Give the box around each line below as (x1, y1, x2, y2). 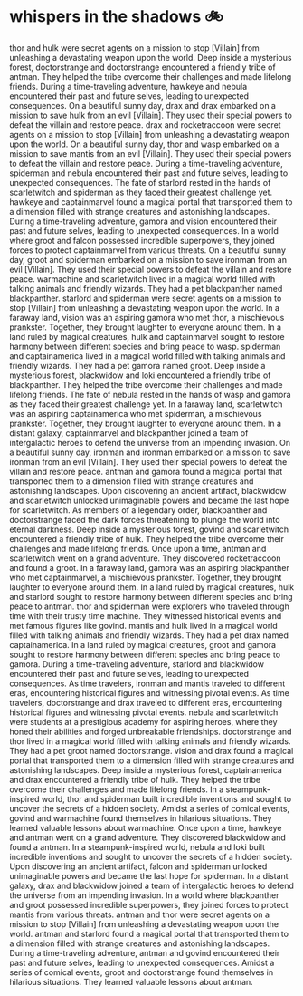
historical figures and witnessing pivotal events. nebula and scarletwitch (9, 707, 279, 718)
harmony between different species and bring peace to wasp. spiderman (9, 341, 281, 352)
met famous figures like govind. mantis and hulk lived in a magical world (9, 620, 278, 631)
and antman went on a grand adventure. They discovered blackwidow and (9, 832, 287, 843)
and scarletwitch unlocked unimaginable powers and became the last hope (9, 495, 289, 506)
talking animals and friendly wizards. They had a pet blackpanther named (9, 283, 283, 294)
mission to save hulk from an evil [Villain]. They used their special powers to (9, 110, 292, 121)
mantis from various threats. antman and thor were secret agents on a (9, 909, 270, 920)
